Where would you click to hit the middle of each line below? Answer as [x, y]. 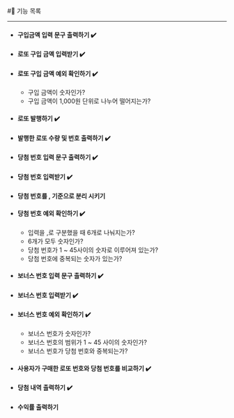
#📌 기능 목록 [24, 11]
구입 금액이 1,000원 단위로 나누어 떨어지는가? [89, 101]
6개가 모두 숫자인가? [55, 241]
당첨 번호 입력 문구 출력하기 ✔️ [57, 157]
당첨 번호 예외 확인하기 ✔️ [51, 213]
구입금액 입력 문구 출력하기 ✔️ [57, 35]
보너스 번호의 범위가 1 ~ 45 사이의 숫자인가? [87, 342]
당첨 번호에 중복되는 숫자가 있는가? [75, 258]
